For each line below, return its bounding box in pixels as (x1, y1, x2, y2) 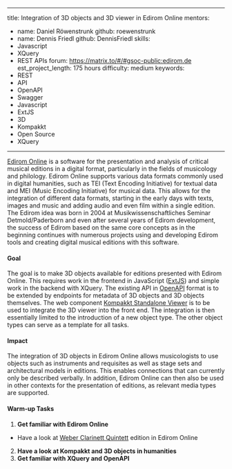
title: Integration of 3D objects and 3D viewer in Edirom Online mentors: (7, 14, 210, 21)
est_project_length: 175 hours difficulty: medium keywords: (17, 64, 185, 72)
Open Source (17, 130, 55, 138)
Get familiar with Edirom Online (17, 420, 109, 428)
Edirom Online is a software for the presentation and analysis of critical (7, 157, 209, 165)
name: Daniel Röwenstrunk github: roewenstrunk (17, 27, 156, 35)
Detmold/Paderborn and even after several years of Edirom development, (7, 216, 216, 224)
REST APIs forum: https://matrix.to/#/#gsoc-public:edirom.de (17, 57, 192, 64)
